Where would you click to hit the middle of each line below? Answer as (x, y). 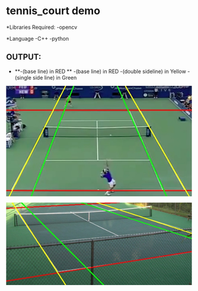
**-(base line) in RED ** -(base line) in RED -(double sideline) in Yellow (100, 71)
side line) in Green (55, 77)
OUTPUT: (24, 57)
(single (23, 77)
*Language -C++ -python (37, 38)
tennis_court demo (53, 11)
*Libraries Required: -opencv (42, 27)
